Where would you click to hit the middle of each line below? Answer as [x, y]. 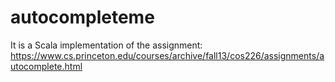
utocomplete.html [46, 66]
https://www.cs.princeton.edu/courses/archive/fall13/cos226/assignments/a [167, 55]
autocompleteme [82, 17]
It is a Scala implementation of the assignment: [106, 45]
